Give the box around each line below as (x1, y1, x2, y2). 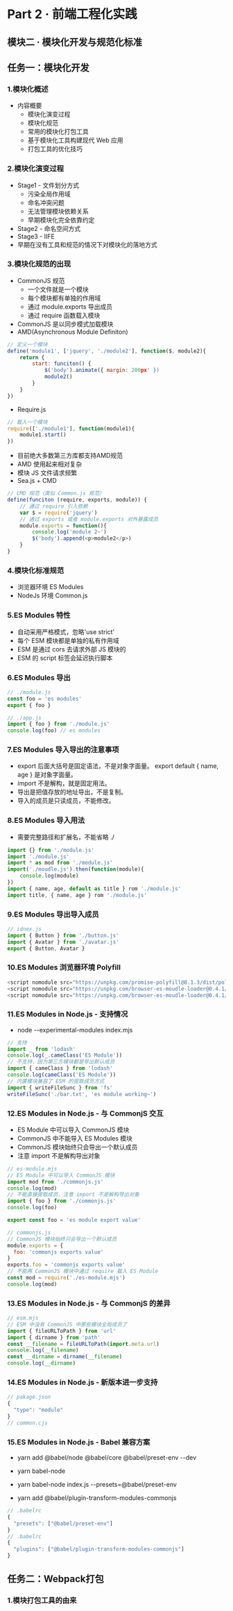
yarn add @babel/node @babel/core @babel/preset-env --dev (17, 1454, 197, 1462)
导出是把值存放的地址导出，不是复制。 (17, 788, 127, 796)
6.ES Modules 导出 (7, 672, 71, 682)
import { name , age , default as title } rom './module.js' (7, 885, 182, 892)
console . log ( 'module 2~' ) (32, 529, 107, 536)
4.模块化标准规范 (7, 565, 64, 575)
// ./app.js (7, 714, 42, 722)
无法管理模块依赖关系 (27, 207, 89, 215)
